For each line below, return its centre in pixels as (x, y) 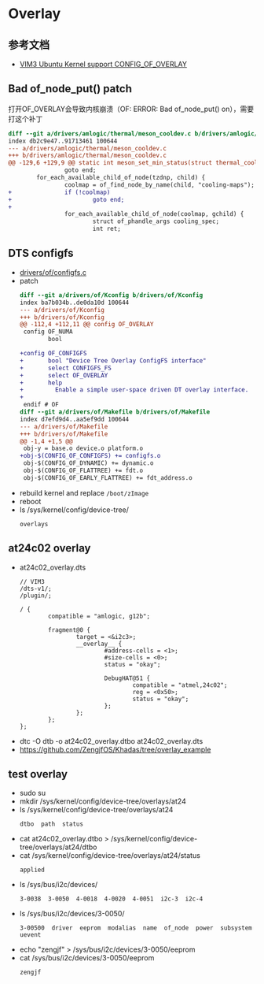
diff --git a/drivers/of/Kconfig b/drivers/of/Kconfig (111, 295)
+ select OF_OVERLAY (64, 375)
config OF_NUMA (48, 332)
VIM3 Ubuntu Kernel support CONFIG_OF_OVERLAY (103, 64)
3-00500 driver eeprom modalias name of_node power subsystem (136, 928)
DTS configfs (41, 253)
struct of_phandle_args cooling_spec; (156, 221)
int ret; (107, 229)
